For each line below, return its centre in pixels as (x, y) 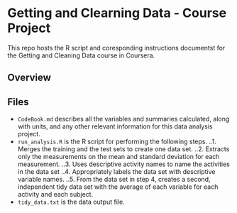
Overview (29, 78)
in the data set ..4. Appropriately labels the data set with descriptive (116, 172)
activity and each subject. (55, 195)
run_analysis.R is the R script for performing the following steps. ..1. (117, 142)
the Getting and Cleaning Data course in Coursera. (81, 55)
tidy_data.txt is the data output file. (71, 202)
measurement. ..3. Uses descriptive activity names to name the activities (124, 164)
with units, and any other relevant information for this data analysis (115, 126)
